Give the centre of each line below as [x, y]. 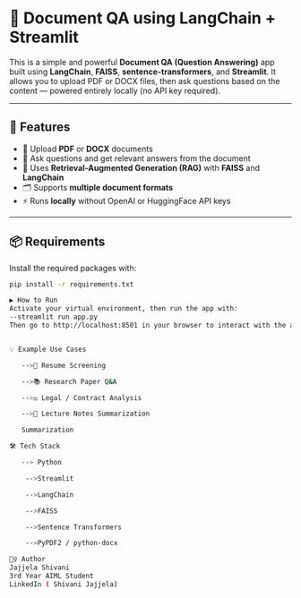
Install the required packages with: [73, 268]
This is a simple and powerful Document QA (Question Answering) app [142, 62]
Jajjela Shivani [39, 568]
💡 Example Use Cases [48, 349]
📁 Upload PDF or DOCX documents [88, 149]
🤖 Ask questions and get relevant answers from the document [136, 158]
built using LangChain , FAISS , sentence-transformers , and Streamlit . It [142, 72]
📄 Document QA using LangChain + [142, 18]
